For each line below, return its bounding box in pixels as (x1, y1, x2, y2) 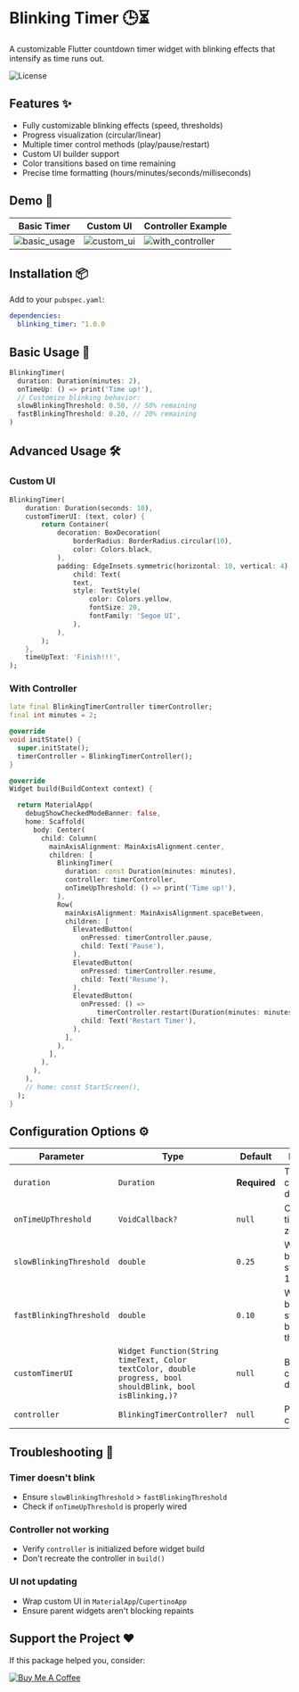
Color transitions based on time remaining (21, 158, 176, 169)
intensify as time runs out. (9, 53, 105, 63)
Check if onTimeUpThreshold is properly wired (21, 1501, 188, 1512)
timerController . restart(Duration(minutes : (96, 1008, 261, 1017)
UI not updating (9, 1575, 77, 1588)
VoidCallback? (117, 1215, 178, 1224)
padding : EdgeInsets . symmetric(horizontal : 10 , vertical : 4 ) (56, 561, 289, 570)
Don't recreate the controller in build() (21, 1553, 166, 1563)
